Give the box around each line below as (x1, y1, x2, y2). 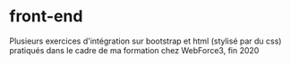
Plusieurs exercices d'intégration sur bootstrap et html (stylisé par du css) (9, 36, 282, 46)
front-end (9, 6, 83, 27)
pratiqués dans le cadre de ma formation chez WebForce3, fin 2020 (9, 44, 260, 55)
